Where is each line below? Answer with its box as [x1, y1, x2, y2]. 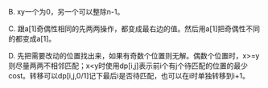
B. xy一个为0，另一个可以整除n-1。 [8, 7, 125, 16]
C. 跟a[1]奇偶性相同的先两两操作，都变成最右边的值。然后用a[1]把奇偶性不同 [8, 24, 260, 34]
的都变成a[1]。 [8, 34, 56, 43]
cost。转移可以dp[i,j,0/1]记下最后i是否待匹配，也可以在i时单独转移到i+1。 [8, 71, 249, 80]
